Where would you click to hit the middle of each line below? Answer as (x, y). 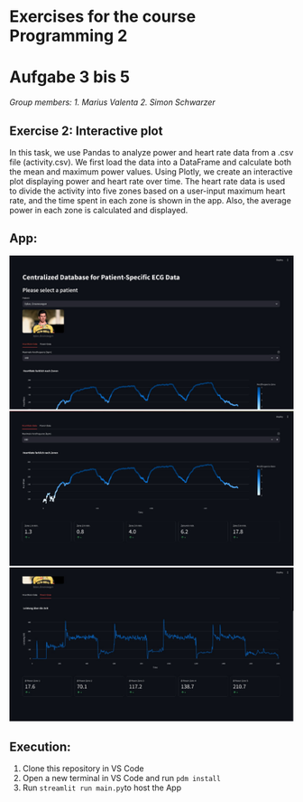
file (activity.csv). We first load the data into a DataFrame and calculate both (150, 162)
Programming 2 (69, 36)
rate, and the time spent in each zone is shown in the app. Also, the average (150, 200)
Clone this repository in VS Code (83, 769)
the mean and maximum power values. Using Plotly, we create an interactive (151, 171)
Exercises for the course (103, 17)
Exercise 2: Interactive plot (86, 131)
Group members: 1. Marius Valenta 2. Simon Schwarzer (113, 102)
